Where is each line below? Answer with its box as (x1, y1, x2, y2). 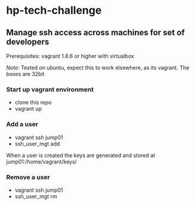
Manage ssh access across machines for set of (6, 27, 185, 38)
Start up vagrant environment (6, 85, 94, 93)
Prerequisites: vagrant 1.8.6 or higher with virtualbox (6, 53, 134, 60)
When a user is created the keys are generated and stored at (6, 152, 156, 159)
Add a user (6, 120, 39, 128)
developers (6, 36, 49, 47)
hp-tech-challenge (6, 4, 102, 17)
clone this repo (14, 99, 52, 106)
